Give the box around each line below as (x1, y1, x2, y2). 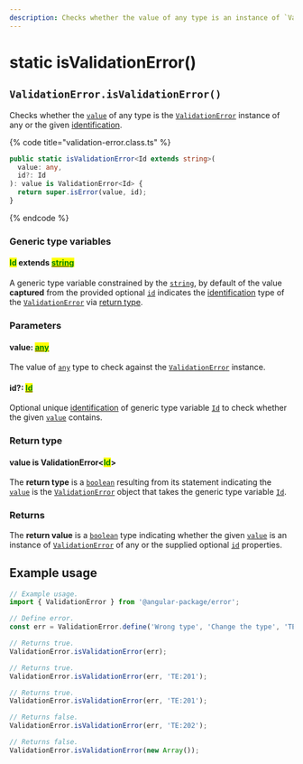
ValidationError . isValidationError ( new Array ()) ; (9, 746, 200, 755)
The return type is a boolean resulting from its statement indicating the (9, 477, 272, 488)
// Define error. (9, 614, 75, 623)
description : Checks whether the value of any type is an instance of (9, 13, 280, 23)
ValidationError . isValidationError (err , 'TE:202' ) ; (9, 722, 207, 731)
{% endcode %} (9, 212, 69, 223)
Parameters (9, 319, 61, 331)
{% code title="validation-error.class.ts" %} (9, 136, 171, 147)
